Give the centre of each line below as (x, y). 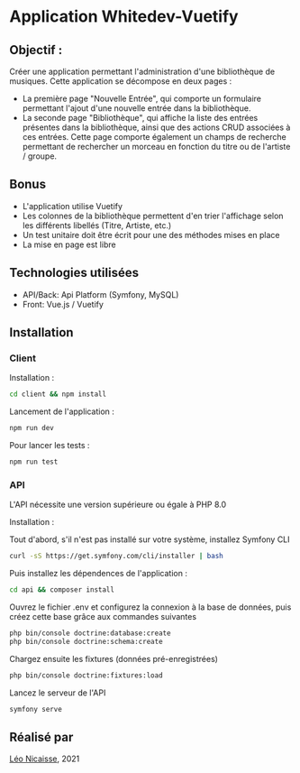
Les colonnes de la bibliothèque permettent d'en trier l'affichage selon (153, 216)
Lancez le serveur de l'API (58, 693)
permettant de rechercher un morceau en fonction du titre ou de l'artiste (156, 147)
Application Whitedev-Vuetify (124, 17)
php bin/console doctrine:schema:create (86, 641)
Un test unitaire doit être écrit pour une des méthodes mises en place (151, 235)
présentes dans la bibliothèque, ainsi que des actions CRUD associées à (156, 127)
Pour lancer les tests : (50, 446)
